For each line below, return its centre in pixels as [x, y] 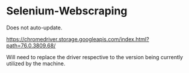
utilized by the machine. [36, 63]
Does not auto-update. [34, 28]
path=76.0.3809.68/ [31, 45]
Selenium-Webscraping [67, 11]
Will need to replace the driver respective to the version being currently [95, 57]
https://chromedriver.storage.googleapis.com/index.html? [78, 39]
